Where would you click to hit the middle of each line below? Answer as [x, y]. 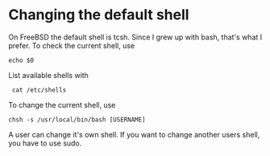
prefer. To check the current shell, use [72, 45]
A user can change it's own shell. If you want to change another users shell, [134, 134]
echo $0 [21, 60]
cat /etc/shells [39, 90]
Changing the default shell [99, 15]
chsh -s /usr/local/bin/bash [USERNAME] [77, 119]
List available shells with [48, 75]
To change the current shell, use [62, 105]
